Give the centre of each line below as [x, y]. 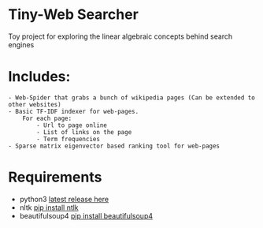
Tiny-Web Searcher [74, 15]
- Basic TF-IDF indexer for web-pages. [74, 111]
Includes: [39, 77]
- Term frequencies [69, 139]
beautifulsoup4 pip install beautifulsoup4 [86, 215]
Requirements [55, 177]
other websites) [35, 104]
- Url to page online [72, 125]
